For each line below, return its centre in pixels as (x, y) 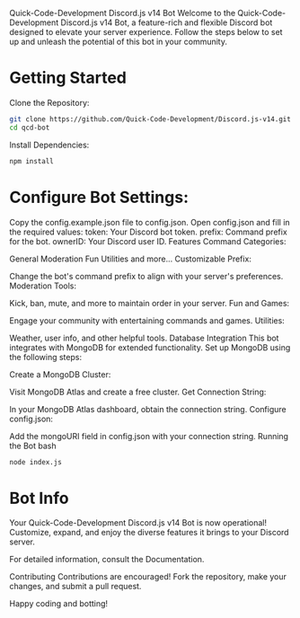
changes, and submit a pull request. (75, 587)
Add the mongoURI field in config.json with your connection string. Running (149, 436)
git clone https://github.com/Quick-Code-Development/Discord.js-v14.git (150, 119)
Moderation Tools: (43, 286)
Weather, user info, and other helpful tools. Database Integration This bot (144, 338)
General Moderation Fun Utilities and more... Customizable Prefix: (130, 259)
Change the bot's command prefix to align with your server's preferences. (146, 276)
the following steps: (46, 357)
